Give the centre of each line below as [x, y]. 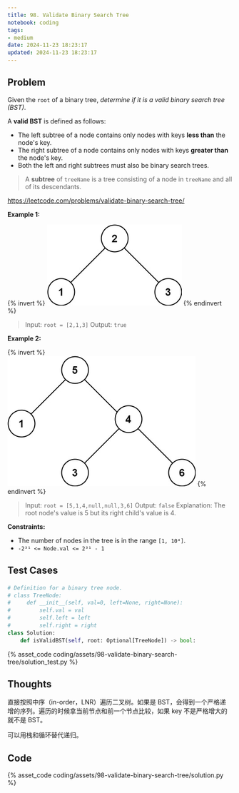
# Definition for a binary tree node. [65, 588]
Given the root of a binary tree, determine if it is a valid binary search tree [116, 99]
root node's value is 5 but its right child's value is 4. [100, 512]
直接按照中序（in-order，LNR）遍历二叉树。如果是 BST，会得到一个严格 [114, 702]
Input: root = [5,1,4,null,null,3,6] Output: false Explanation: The [125, 505]
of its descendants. [53, 186]
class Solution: [31, 633]
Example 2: [24, 338]
